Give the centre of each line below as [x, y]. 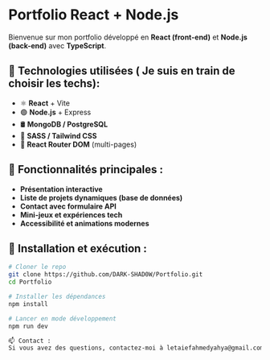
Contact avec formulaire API [68, 206]
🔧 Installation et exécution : [78, 248]
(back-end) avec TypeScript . [57, 45]
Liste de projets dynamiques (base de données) [101, 197]
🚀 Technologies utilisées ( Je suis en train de [122, 71]
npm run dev [28, 326]
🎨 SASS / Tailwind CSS [58, 135]
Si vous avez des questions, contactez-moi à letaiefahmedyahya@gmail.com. [138, 348]
